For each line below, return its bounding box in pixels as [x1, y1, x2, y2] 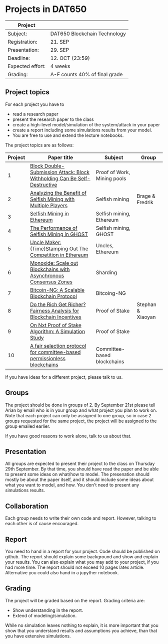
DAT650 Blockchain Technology [50, 30, 126, 37]
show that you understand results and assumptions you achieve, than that [5, 627, 157, 633]
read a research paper [12, 111, 58, 117]
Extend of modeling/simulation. [12, 612, 77, 618]
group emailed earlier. [5, 423, 50, 429]
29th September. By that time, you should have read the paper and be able [5, 466, 159, 472]
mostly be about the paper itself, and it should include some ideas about [5, 476, 154, 482]
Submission [29, 169, 57, 176]
